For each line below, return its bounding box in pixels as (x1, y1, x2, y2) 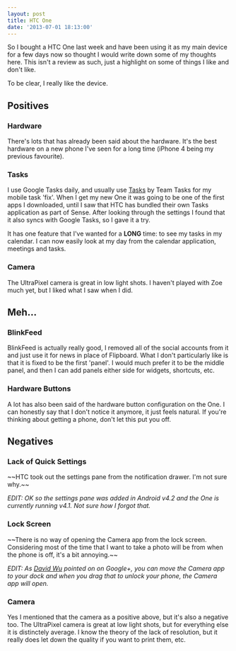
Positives (7, 100, 49, 112)
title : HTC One (7, 17, 52, 24)
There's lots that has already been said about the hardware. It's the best (7, 137, 217, 146)
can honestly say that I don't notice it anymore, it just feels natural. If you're (7, 408, 227, 416)
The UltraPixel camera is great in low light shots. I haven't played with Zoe (7, 278, 223, 287)
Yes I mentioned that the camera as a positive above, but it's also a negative (7, 613, 229, 621)
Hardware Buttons (7, 384, 71, 393)
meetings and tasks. (7, 245, 66, 253)
